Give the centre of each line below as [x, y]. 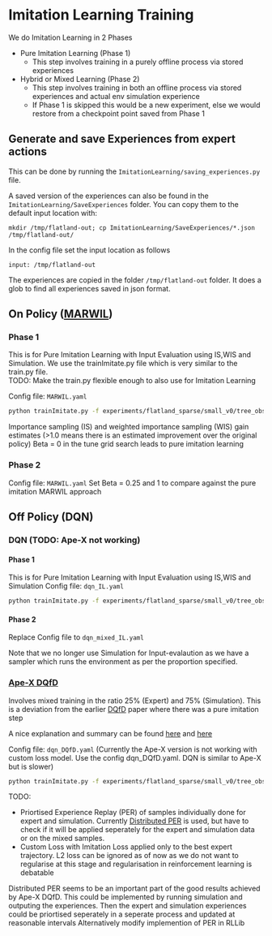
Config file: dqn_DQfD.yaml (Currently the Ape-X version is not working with [133, 749]
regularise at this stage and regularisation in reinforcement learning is [136, 864]
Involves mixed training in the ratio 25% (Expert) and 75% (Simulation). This [135, 701]
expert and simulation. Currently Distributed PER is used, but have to [134, 821]
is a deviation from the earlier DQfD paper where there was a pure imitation [134, 709]
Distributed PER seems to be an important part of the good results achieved [134, 889]
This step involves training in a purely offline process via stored [138, 62]
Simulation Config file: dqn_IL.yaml [66, 586]
